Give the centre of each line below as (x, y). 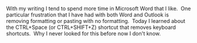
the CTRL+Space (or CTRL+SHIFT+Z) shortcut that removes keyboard (91, 27)
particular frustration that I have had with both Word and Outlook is (88, 15)
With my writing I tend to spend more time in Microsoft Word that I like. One (98, 9)
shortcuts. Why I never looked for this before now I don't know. (83, 34)
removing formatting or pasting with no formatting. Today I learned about (96, 21)
